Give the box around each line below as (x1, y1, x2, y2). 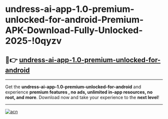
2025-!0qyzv (5, 35, 62, 47)
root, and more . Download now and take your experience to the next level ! (5, 95, 159, 100)
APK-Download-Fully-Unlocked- (5, 25, 143, 36)
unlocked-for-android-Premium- (5, 14, 144, 25)
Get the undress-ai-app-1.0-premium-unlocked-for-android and (5, 84, 141, 90)
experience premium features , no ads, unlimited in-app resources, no (5, 89, 153, 95)
